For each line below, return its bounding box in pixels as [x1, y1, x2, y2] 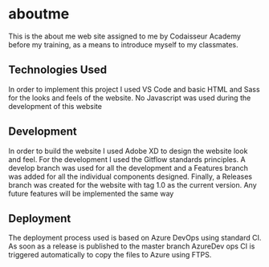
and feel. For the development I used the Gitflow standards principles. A [8, 154, 247, 164]
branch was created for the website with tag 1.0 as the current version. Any [8, 180, 257, 189]
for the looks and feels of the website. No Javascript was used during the [8, 93, 251, 103]
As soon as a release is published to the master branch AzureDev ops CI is [8, 241, 255, 251]
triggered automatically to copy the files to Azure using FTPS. [8, 250, 212, 260]
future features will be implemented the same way [8, 188, 174, 198]
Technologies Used [8, 63, 107, 77]
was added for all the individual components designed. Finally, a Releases [8, 172, 253, 181]
